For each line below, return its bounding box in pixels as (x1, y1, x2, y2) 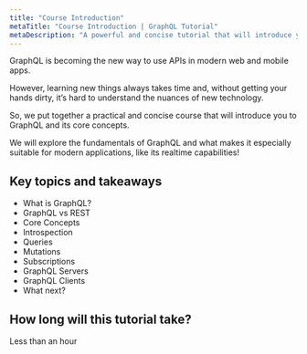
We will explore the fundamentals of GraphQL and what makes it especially (9, 138, 292, 149)
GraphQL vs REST (22, 207, 91, 219)
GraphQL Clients (22, 276, 86, 286)
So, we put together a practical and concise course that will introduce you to (9, 110, 297, 121)
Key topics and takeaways (9, 173, 163, 189)
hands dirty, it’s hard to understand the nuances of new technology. (9, 92, 264, 103)
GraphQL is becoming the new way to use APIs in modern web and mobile (9, 56, 290, 67)
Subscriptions (22, 256, 76, 267)
